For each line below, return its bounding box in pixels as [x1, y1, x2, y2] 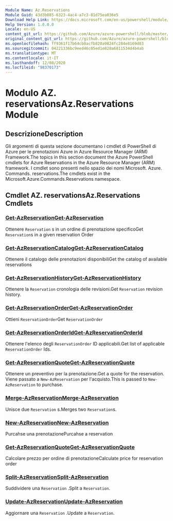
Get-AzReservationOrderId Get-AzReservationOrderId [5, 329, 143, 336]
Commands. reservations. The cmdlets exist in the [5, 170, 111, 177]
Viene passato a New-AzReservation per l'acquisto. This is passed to [5, 376, 148, 383]
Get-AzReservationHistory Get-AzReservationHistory [5, 274, 142, 282]
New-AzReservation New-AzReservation [5, 419, 109, 426]
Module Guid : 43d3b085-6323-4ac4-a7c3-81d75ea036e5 [5, 12, 118, 18]
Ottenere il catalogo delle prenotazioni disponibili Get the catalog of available [5, 256, 167, 263]
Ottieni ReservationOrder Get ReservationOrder [5, 316, 103, 322]
